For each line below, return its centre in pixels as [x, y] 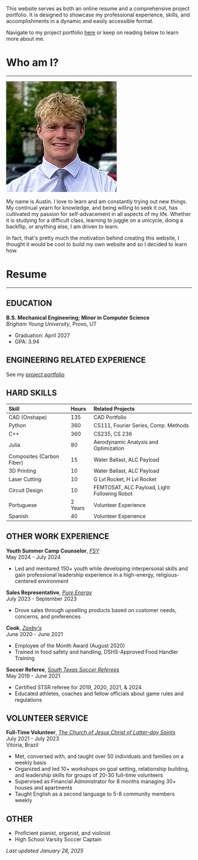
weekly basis [31, 763]
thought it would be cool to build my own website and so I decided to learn [97, 244]
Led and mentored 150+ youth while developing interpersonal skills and [101, 568]
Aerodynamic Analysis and [126, 442]
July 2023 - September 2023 [42, 599]
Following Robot [113, 493]
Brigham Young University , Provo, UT [52, 323]
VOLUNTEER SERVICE [47, 719]
